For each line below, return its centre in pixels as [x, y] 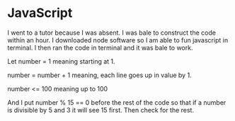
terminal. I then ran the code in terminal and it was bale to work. [100, 47]
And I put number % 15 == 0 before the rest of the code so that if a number [117, 102]
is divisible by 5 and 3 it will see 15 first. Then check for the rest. [101, 110]
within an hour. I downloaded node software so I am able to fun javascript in [118, 40]
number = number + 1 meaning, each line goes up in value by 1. [100, 75]
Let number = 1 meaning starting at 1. [61, 61]
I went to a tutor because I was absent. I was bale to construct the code [111, 33]
